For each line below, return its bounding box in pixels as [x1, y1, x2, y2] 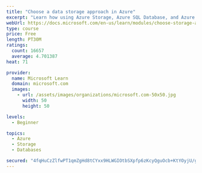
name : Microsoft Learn [11, 75, 69, 81]
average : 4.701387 [11, 53, 58, 59]
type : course [6, 25, 39, 32]
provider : [6, 69, 31, 75]
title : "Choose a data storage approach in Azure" [6, 8, 136, 15]
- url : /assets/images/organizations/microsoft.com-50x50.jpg [17, 92, 176, 98]
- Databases [11, 147, 42, 153]
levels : [6, 114, 26, 120]
